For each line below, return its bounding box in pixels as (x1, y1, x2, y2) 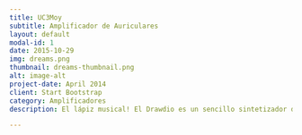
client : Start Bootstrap (9, 88, 102, 97)
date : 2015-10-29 (9, 46, 75, 55)
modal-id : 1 (9, 38, 54, 47)
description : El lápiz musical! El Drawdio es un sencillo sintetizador (9, 105, 288, 114)
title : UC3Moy (9, 13, 63, 22)
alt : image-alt (9, 72, 67, 80)
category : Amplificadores (9, 96, 106, 105)
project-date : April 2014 (9, 80, 106, 89)
